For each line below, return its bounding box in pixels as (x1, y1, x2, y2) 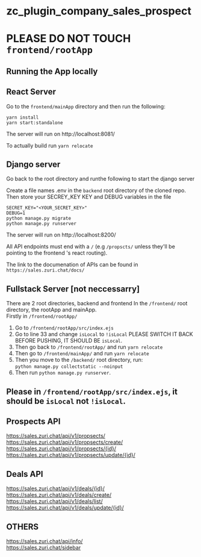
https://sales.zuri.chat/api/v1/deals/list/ (6, 498, 104, 505)
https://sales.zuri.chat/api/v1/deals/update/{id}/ (6, 504, 125, 511)
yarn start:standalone (6, 119, 63, 126)
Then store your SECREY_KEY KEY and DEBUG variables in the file (6, 193, 172, 201)
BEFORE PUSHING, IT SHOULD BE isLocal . (14, 337, 123, 344)
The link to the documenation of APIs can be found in (6, 261, 138, 269)
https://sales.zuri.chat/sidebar (6, 544, 81, 552)
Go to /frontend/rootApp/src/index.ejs (14, 324, 114, 332)
